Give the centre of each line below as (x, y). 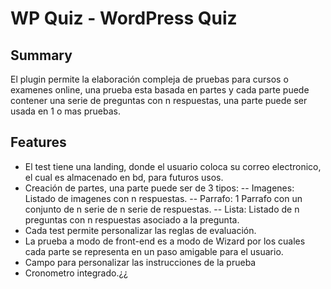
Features (38, 142)
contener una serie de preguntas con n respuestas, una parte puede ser (159, 100)
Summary (41, 55)
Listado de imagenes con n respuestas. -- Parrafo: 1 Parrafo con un (163, 198)
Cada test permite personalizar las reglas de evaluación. (140, 230)
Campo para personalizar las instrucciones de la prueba (140, 262)
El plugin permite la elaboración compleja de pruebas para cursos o (149, 79)
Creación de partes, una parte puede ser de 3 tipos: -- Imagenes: (159, 188)
